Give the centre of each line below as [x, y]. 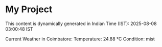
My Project [29, 9]
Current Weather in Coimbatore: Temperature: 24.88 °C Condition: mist [80, 39]
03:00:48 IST [19, 29]
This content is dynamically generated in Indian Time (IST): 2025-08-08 [81, 24]
